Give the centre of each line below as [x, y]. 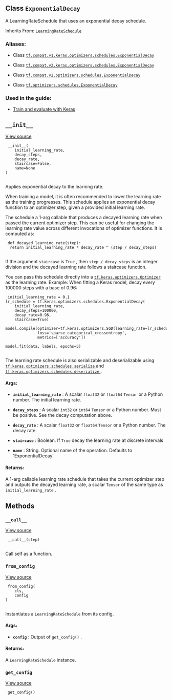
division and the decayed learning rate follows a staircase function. [76, 267]
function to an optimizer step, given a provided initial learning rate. [75, 207]
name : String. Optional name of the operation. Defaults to [72, 451]
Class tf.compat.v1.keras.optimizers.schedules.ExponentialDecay [83, 55]
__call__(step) [24, 540]
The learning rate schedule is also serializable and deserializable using [80, 360]
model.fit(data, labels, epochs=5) [43, 347]
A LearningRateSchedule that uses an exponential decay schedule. [76, 20]
